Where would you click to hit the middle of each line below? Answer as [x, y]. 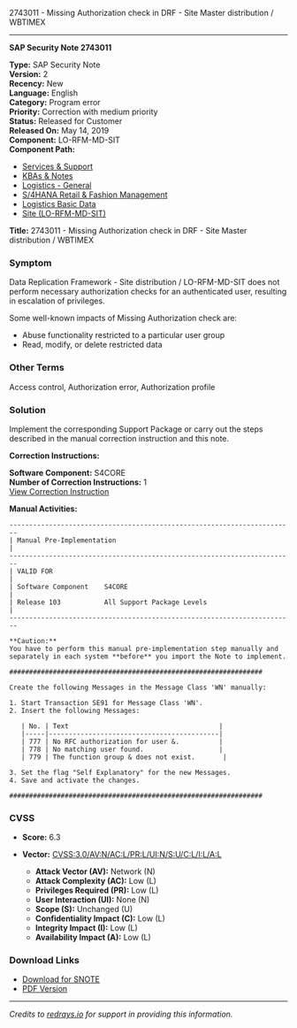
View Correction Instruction [59, 491]
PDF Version [45, 989]
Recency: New [36, 84]
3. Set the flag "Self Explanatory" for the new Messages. [120, 772]
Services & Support [57, 166]
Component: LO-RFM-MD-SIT [65, 140]
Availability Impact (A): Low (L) [93, 938]
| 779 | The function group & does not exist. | [124, 757]
